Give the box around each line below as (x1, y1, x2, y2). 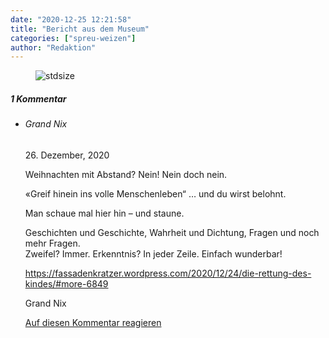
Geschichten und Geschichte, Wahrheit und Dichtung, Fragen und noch (24, 226, 320, 238)
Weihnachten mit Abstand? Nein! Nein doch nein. (24, 168, 228, 180)
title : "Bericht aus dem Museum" (10, 24, 150, 34)
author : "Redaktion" (10, 42, 97, 53)
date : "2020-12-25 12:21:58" (10, 14, 132, 25)
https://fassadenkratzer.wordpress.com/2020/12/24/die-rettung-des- (24, 267, 312, 279)
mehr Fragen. (24, 237, 81, 249)
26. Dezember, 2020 (24, 149, 110, 161)
